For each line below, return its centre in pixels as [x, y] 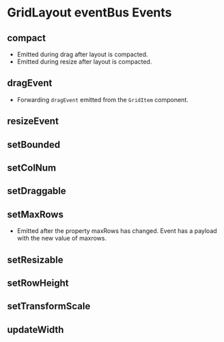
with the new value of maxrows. [62, 239]
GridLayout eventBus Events [89, 13]
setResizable [35, 259]
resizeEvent [33, 121]
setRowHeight [38, 283]
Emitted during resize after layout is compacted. [84, 62]
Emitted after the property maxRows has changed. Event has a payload [117, 231]
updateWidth [36, 329]
